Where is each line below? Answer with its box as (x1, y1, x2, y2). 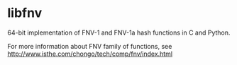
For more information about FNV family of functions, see (7, 42, 172, 50)
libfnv (7, 5, 43, 21)
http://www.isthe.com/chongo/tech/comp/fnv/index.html (7, 49, 172, 58)
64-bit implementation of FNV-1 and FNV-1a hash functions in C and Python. (7, 28, 231, 37)
